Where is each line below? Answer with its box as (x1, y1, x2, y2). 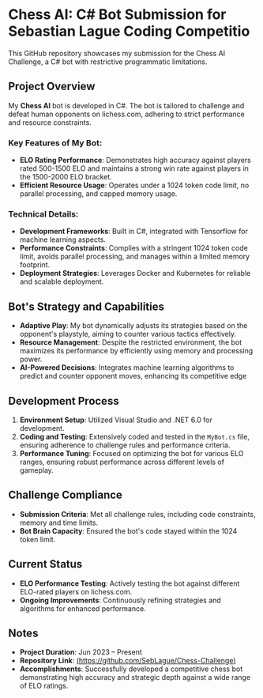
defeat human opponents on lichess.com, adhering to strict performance (8, 109, 245, 119)
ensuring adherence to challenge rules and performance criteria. (19, 440, 231, 450)
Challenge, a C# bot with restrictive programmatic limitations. (8, 57, 208, 66)
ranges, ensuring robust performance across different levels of (19, 457, 225, 466)
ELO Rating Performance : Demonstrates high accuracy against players (19, 156, 251, 165)
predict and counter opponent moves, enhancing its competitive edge (19, 372, 247, 381)
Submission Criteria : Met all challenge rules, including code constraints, (19, 509, 256, 519)
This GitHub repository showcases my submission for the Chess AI (8, 48, 226, 58)
